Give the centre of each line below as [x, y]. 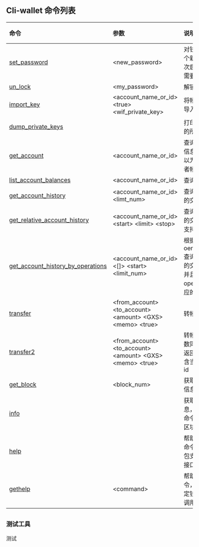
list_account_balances [40, 180]
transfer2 [22, 351]
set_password [29, 62]
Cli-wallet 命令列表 [41, 11]
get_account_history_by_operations [58, 265]
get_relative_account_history [49, 220]
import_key [25, 104]
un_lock [20, 87]
